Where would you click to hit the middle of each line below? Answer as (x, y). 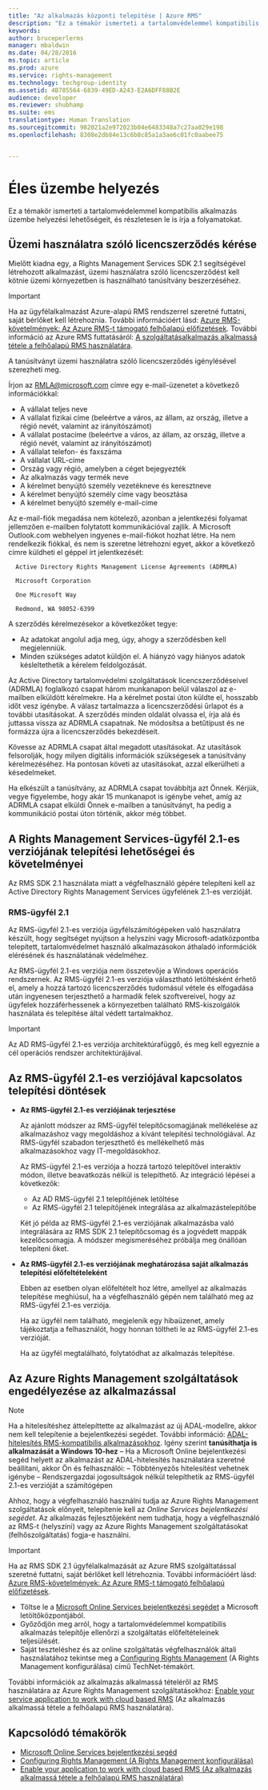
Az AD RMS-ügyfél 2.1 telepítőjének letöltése (105, 1199)
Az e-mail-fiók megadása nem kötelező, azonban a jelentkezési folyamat (128, 518)
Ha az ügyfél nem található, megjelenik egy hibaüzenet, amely (122, 1321)
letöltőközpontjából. (52, 1615)
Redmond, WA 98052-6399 (55, 609)
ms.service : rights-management (60, 75)
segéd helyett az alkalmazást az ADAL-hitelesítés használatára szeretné (127, 1460)
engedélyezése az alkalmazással (92, 1391)
